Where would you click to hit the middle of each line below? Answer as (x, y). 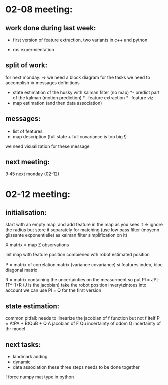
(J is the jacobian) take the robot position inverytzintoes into (85, 285)
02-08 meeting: (39, 9)
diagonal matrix (21, 270)
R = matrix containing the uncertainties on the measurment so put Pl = (78, 280)
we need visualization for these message (47, 146)
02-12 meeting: (38, 194)
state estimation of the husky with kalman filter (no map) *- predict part (86, 92)
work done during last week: (51, 28)
